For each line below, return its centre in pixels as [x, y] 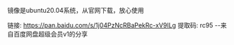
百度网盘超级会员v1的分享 [51, 34]
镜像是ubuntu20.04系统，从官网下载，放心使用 [76, 10]
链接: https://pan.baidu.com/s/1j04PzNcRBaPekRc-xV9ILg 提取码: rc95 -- [114, 25]
